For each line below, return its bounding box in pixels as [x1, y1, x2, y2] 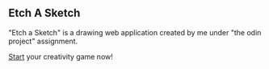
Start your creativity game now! [8, 51, 113, 61]
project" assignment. [8, 36, 78, 46]
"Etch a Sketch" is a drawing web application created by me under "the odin [8, 27, 262, 37]
